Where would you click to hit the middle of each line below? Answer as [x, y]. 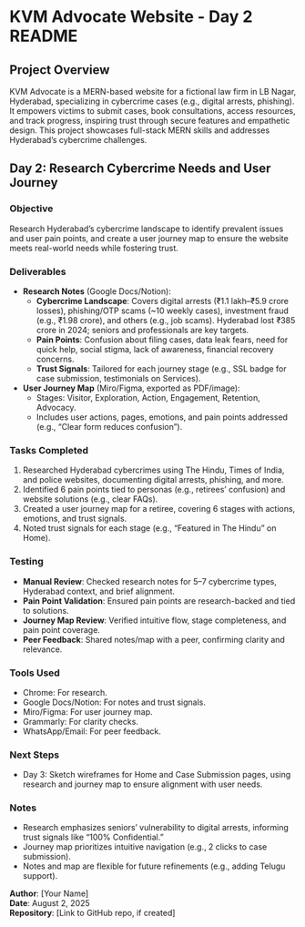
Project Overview [60, 70]
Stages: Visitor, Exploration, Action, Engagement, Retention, [148, 397]
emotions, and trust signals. [75, 519]
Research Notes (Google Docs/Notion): [97, 291]
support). [40, 876]
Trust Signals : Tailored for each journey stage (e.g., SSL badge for [161, 368]
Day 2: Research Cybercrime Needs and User [140, 169]
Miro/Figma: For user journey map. [87, 711]
